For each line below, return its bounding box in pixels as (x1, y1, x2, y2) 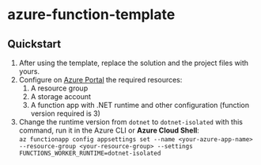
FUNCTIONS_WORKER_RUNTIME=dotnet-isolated (18, 149, 161, 157)
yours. (18, 67, 40, 76)
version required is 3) (30, 109, 100, 118)
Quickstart (7, 37, 62, 51)
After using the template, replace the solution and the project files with (18, 58, 248, 67)
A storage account (30, 92, 92, 101)
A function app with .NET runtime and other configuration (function (30, 101, 250, 109)
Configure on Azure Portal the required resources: (18, 75, 183, 84)
